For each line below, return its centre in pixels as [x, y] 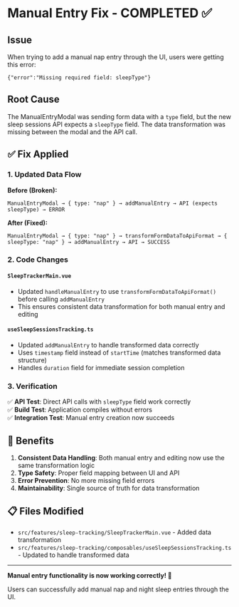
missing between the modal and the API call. [72, 132]
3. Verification [33, 386]
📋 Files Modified [46, 511]
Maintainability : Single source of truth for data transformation [108, 488]
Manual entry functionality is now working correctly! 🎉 [90, 575]
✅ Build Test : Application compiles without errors [80, 410]
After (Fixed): [27, 223]
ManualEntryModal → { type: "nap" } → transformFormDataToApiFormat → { [117, 236]
